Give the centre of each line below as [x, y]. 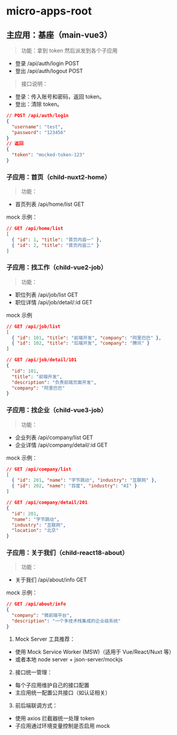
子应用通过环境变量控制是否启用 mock [63, 725]
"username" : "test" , [37, 127]
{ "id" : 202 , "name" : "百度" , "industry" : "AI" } [75, 486]
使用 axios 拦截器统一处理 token [55, 718]
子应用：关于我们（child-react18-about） [67, 553]
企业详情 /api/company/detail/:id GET [61, 445]
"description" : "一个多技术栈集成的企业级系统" [66, 621]
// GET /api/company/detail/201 [47, 502]
